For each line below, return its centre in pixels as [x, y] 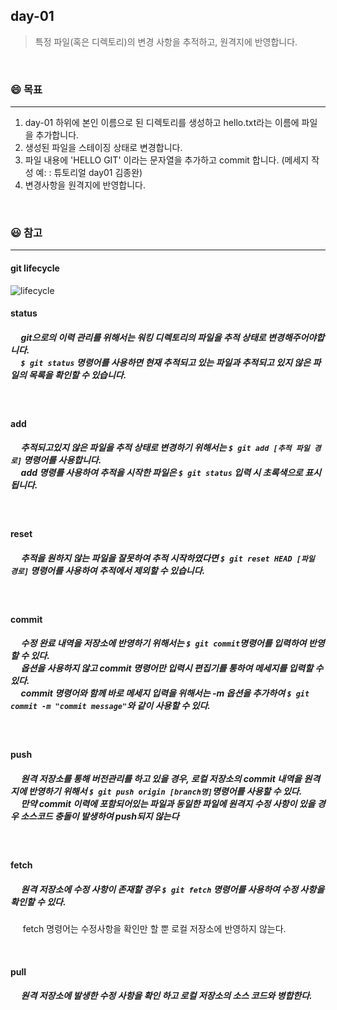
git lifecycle [35, 268]
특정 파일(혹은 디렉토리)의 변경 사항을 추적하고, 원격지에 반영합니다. [166, 41]
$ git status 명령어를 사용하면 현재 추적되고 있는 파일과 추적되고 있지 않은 [166, 362]
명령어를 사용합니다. [62, 460]
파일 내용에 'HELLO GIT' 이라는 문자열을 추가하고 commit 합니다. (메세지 [167, 160]
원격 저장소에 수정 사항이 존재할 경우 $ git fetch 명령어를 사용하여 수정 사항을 [172, 889]
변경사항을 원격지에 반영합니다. [85, 185]
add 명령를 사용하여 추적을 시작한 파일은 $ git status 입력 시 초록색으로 [161, 473]
